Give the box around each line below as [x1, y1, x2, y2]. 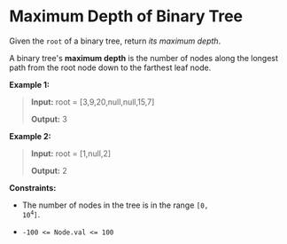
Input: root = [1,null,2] [30, 148, 112, 159]
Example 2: [9, 130, 51, 141]
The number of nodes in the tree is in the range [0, [21, 200, 209, 210]
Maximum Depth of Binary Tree [9, 6, 244, 27]
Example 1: [9, 79, 50, 90]
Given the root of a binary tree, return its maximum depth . [9, 35, 221, 46]
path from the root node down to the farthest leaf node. [9, 62, 212, 73]
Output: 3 [30, 114, 68, 124]
